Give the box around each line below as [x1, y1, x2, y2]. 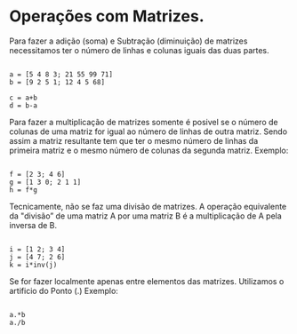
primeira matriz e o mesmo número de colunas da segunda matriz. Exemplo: [9, 145, 289, 155]
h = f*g [9, 185, 38, 195]
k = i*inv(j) [9, 260, 58, 269]
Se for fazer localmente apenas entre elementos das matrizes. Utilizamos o [9, 275, 285, 286]
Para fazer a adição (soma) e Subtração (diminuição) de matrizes [9, 36, 248, 46]
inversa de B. [9, 219, 58, 230]
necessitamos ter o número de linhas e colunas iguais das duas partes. [9, 44, 269, 55]
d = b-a [9, 100, 38, 110]
